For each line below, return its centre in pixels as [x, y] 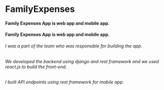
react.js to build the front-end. [36, 67]
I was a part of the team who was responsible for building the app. [74, 46]
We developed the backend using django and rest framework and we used [82, 61]
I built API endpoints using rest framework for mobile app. [65, 82]
